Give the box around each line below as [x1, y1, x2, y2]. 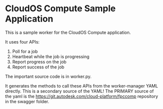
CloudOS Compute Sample [5, 3, 116, 14]
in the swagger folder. [5, 98, 49, 104]
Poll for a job [12, 48, 38, 54]
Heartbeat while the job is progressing [12, 53, 90, 59]
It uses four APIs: [5, 39, 40, 44]
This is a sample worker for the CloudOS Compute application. [5, 29, 131, 35]
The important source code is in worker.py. [5, 73, 92, 79]
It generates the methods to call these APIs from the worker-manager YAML [5, 83, 158, 88]
